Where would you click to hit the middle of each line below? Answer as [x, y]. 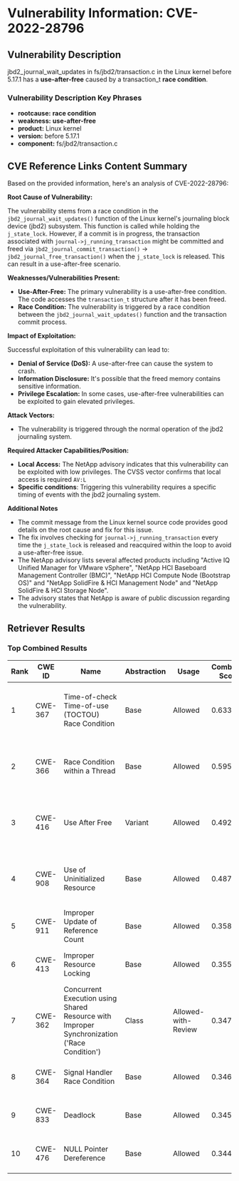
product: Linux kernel [49, 128]
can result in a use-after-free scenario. [64, 264]
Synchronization [91, 1034]
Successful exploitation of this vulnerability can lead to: [89, 350]
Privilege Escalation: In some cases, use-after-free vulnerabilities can [121, 394]
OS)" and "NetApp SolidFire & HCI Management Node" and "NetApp [118, 583]
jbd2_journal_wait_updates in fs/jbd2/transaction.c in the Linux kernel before [119, 72]
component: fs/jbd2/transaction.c [68, 143]
